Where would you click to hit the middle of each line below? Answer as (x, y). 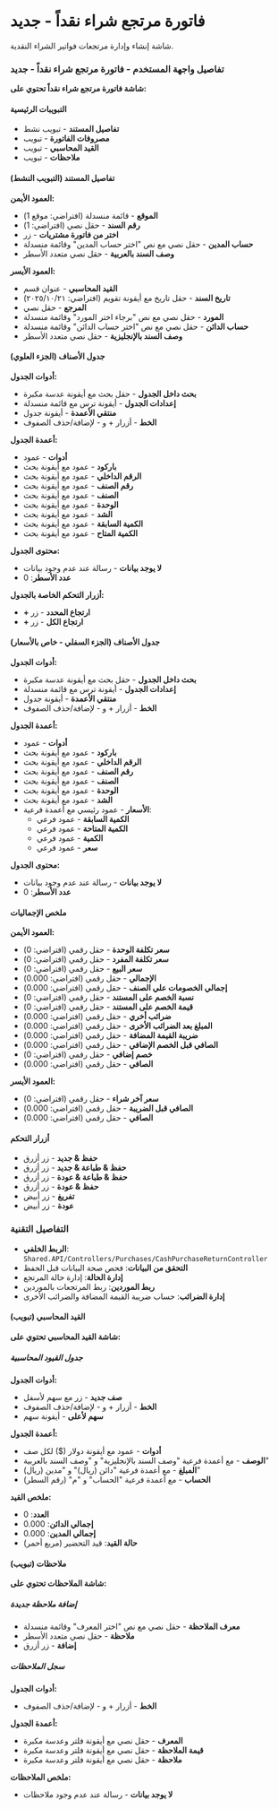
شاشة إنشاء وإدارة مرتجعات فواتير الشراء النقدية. (92, 46)
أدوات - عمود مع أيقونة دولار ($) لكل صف (92, 1450)
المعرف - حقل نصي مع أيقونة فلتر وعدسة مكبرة (103, 1741)
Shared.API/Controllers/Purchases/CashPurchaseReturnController (145, 1259)
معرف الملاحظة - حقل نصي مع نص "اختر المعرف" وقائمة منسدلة (131, 1627)
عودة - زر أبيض (48, 1206)
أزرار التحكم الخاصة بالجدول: (57, 594)
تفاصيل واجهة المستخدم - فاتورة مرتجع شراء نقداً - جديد (117, 69)
